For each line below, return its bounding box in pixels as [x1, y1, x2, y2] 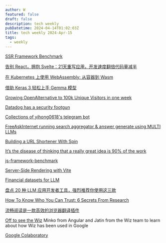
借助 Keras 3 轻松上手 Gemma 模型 [5, 84, 77, 90]
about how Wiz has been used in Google [5, 222, 89, 229]
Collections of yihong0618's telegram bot [5, 114, 90, 120]
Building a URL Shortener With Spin [5, 138, 78, 144]
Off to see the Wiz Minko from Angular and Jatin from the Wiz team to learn [5, 217, 161, 223]
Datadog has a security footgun [5, 104, 70, 110]
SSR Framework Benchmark [5, 53, 63, 59]
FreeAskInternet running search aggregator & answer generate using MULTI [5, 123, 161, 129]
